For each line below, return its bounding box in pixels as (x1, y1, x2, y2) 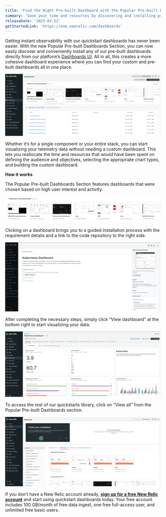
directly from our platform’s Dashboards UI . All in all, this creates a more (5, 53, 152, 59)
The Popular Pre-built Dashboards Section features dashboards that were (5, 181, 155, 187)
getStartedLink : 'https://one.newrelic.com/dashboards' (5, 24, 123, 29)
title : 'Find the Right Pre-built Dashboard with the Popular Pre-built (5, 8, 158, 13)
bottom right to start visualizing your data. (5, 322, 90, 328)
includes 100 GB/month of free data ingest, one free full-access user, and (5, 502, 155, 508)
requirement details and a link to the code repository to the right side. (5, 233, 146, 239)
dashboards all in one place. (15, 64, 73, 70)
